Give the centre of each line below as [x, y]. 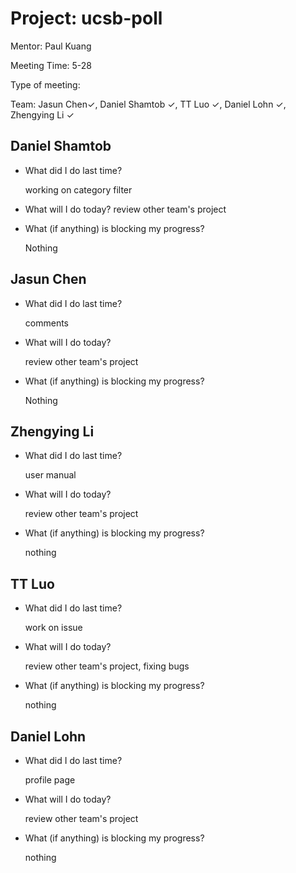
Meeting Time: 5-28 [51, 65]
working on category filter [78, 189]
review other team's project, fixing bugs [107, 666]
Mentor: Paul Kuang [51, 46]
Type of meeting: [45, 84]
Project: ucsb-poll [86, 18]
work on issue [53, 628]
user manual [50, 475]
